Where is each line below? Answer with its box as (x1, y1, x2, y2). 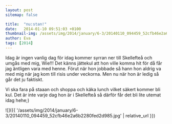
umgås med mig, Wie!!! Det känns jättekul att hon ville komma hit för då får (5, 60, 162, 66)
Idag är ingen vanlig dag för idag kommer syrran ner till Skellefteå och (5, 54, 153, 60)
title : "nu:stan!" (5, 22, 47, 27)
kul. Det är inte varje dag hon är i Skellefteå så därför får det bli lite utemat (5, 92, 161, 98)
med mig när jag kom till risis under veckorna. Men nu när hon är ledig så (5, 71, 159, 77)
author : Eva (5, 36, 31, 41)
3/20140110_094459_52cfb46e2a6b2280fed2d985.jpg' (5, 112, 122, 118)
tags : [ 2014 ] (5, 40, 33, 46)
